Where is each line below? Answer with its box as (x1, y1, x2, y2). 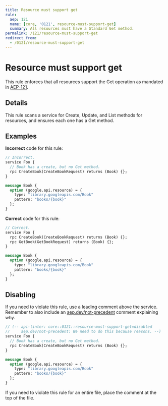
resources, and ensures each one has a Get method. (5, 117, 115, 124)
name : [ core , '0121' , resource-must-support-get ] (10, 21, 116, 27)
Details (5, 99, 28, 107)
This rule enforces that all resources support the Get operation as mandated (5, 79, 163, 85)
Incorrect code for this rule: (5, 145, 63, 151)
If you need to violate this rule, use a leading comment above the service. (5, 304, 158, 310)
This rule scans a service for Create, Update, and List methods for (5, 112, 143, 118)
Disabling (5, 291, 36, 299)
